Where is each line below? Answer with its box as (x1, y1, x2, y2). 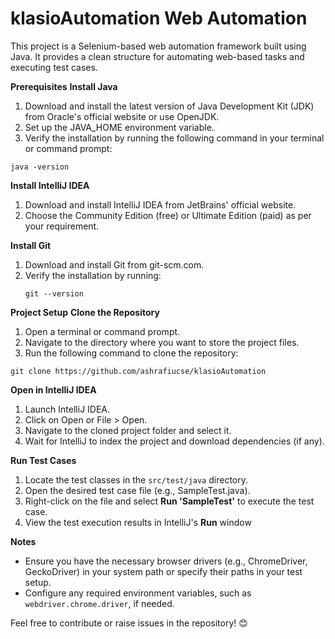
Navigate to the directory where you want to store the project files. (24, 336, 300, 348)
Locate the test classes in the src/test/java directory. (24, 473, 248, 486)
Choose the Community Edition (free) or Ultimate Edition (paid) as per (24, 209, 312, 221)
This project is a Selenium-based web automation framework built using (10, 40, 307, 52)
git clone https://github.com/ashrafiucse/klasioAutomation (10, 366, 267, 376)
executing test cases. (10, 61, 98, 73)
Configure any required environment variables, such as (24, 587, 252, 599)
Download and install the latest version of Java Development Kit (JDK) (24, 100, 315, 112)
